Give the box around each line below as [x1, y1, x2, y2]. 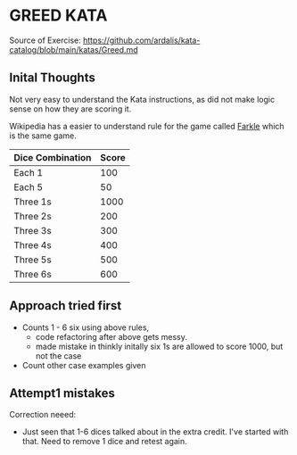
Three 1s [13, 195, 52, 208]
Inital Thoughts [9, 70, 95, 86]
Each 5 [13, 180, 43, 193]
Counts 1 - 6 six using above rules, [21, 322, 150, 333]
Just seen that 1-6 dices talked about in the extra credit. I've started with [21, 426, 289, 437]
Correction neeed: [9, 409, 77, 420]
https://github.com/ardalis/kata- [83, 35, 201, 45]
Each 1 [13, 166, 43, 178]
